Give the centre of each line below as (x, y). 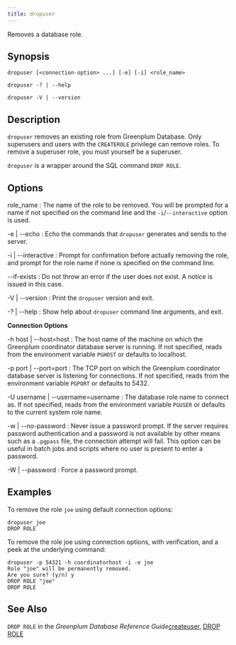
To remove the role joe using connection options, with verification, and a (113, 542)
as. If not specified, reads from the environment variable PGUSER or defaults (116, 405)
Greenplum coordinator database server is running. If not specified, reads (115, 347)
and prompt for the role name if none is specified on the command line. (111, 263)
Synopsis (28, 57)
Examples (29, 492)
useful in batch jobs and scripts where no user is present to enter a (105, 449)
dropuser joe (27, 522)
